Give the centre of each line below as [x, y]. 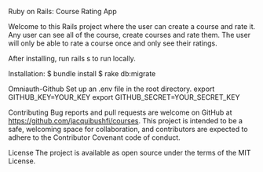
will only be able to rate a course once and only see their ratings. [113, 43]
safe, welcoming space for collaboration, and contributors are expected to [128, 129]
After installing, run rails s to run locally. [72, 59]
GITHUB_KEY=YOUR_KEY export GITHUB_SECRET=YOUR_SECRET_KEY [124, 97]
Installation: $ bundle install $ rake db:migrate [82, 73]
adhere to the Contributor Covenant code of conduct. [94, 137]
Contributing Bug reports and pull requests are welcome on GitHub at [121, 112]
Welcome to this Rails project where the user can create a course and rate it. [132, 26]
